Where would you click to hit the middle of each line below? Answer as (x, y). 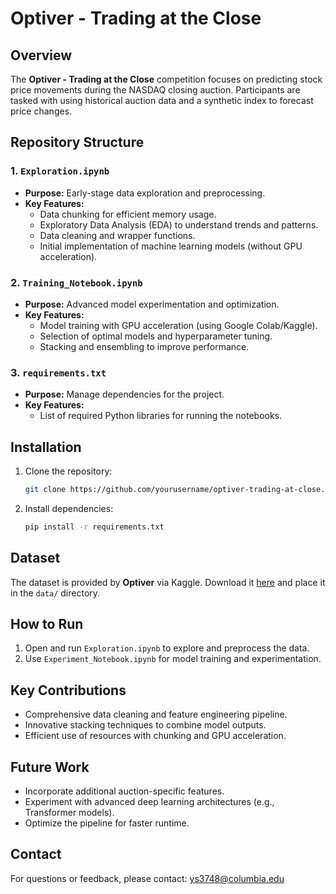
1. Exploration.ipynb (60, 171)
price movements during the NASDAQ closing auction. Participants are (155, 90)
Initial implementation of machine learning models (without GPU (171, 246)
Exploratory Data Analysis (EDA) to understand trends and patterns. (179, 224)
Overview (41, 55)
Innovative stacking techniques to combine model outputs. (145, 725)
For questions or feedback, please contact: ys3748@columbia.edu (147, 878)
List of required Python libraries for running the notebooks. (161, 416)
